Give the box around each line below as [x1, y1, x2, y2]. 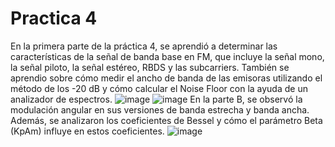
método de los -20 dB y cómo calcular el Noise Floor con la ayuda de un [10, 82, 308, 94]
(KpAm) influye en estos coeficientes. [10, 125, 165, 137]
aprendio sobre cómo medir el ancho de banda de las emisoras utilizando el [10, 72, 323, 84]
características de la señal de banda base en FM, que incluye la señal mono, [10, 50, 325, 62]
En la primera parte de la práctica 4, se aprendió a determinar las [10, 40, 278, 52]
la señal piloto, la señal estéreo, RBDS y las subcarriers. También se [10, 61, 290, 73]
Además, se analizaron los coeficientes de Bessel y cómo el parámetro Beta [10, 114, 323, 126]
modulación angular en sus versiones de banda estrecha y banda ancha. [10, 103, 310, 116]
